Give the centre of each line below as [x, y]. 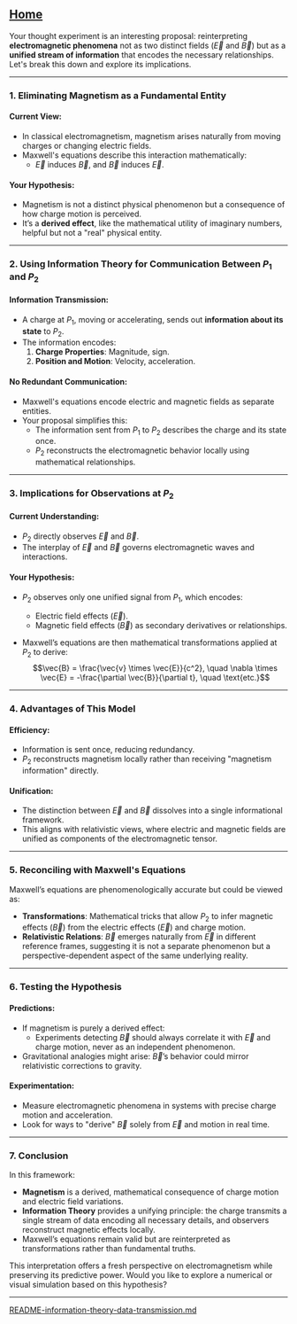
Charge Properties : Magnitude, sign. [102, 352]
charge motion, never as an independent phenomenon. [135, 1047]
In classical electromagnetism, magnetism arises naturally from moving [151, 136]
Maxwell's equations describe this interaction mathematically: [134, 155]
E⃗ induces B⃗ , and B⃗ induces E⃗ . [100, 164]
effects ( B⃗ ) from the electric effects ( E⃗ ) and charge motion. [133, 927]
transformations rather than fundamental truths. [109, 1249]
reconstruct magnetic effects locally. [89, 1230]
